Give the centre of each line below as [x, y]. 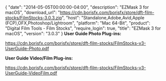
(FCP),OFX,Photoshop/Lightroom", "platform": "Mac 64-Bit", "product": [78, 23]
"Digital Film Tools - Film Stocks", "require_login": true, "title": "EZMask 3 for [83, 28]
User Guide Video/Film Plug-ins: [39, 58]
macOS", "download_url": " [33, 12]
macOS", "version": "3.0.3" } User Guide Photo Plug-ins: [63, 34]
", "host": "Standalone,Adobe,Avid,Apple [103, 18]
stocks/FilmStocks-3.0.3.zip [33, 18]
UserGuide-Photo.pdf [27, 48]
